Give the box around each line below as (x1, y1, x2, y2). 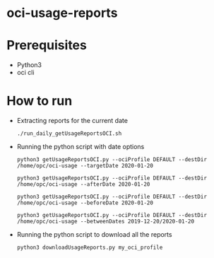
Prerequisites (6, 37, 88, 54)
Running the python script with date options (16, 143, 145, 151)
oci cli (16, 69, 35, 77)
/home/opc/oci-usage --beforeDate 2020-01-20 (16, 199, 153, 206)
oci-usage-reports (6, 5, 118, 21)
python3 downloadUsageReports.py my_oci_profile (16, 244, 163, 252)
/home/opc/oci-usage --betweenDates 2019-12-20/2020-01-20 (16, 218, 195, 225)
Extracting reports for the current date (16, 117, 129, 125)
